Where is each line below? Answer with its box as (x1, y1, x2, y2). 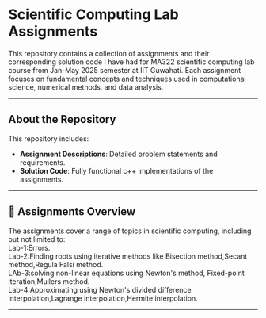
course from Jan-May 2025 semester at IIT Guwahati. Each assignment (8, 65, 241, 75)
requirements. (19, 157, 66, 167)
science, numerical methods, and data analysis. (8, 82, 164, 92)
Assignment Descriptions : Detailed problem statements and (19, 149, 218, 159)
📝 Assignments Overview (8, 205, 136, 219)
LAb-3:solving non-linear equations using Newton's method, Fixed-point (8, 268, 245, 278)
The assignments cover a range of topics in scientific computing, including (8, 226, 252, 236)
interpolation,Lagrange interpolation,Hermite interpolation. (8, 293, 198, 303)
